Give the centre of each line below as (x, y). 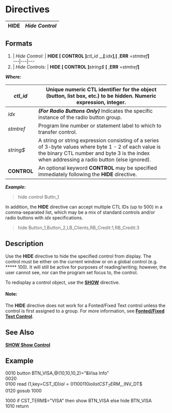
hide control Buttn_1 (38, 197)
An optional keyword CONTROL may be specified (98, 168)
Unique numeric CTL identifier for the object (101, 89)
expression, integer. (101, 102)
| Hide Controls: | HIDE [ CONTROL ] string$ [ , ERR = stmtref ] (76, 67)
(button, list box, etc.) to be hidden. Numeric (101, 96)
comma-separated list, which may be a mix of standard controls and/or (80, 212)
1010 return (17, 406)
